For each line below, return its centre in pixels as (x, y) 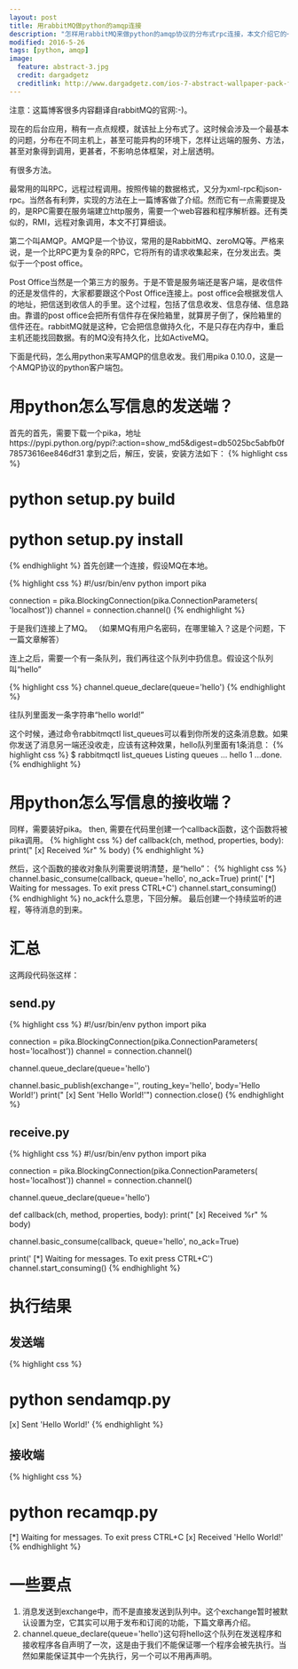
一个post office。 (56, 263)
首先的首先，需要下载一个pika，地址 (75, 432)
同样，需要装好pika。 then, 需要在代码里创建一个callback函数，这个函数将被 (149, 829)
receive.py (39, 1132)
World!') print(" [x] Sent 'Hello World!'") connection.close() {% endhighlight (146, 1095)
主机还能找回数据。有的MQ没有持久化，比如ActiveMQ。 (112, 337)
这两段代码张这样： (44, 975)
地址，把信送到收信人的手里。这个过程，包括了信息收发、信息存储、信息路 (153, 304)
